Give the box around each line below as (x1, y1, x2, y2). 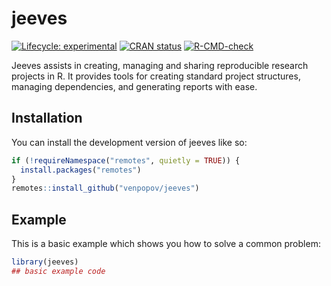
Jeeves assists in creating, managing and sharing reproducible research (11, 59, 309, 71)
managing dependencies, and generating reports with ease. (11, 80, 258, 92)
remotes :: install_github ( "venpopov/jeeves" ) (11, 183, 200, 194)
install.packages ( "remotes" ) (20, 165, 142, 175)
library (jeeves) (11, 257, 79, 267)
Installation (11, 110, 83, 127)
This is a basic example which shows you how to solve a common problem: (11, 238, 321, 250)
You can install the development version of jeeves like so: (11, 136, 248, 148)
